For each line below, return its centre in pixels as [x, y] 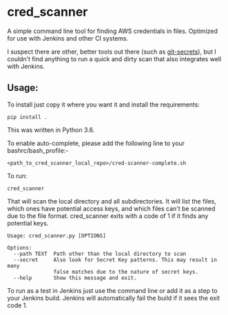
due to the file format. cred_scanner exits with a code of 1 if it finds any [108, 216]
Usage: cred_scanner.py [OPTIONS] [57, 236]
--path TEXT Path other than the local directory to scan [100, 254]
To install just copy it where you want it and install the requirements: [103, 105]
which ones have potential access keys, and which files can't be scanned [111, 208]
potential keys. [28, 223]
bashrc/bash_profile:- [38, 150]
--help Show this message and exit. [75, 278]
